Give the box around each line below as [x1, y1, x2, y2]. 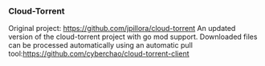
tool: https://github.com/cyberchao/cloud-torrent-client [8, 49, 190, 59]
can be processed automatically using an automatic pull [8, 41, 193, 50]
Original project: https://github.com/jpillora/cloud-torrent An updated [8, 24, 236, 33]
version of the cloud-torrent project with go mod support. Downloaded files [8, 32, 258, 41]
